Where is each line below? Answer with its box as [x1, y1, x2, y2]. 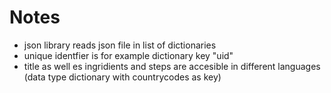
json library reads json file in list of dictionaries [23, 39, 217, 51]
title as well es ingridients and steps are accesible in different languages [23, 60, 321, 72]
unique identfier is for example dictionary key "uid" [23, 49, 234, 61]
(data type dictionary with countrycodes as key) [23, 71, 222, 83]
